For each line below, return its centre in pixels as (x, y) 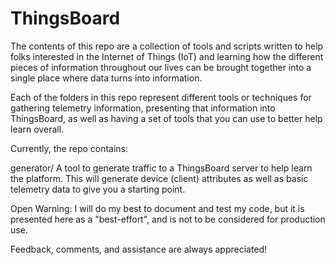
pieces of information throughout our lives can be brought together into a (161, 67)
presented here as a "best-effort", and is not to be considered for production (168, 219)
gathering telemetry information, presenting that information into (143, 108)
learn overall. (37, 129)
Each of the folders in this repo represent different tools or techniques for (161, 97)
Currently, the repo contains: (69, 148)
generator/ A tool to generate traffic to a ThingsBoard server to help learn (161, 168)
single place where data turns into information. (106, 78)
